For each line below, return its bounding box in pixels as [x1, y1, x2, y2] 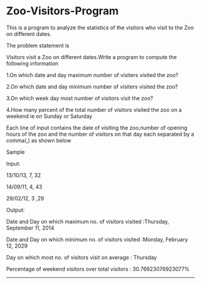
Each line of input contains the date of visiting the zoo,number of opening [6, 124, 187, 131]
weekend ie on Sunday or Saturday [6, 112, 93, 120]
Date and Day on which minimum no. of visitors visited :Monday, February [6, 236, 188, 243]
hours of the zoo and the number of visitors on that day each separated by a [6, 130, 194, 138]
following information [6, 60, 59, 67]
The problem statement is [6, 42, 70, 49]
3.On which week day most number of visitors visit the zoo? [6, 94, 154, 102]
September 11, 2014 [6, 224, 54, 231]
